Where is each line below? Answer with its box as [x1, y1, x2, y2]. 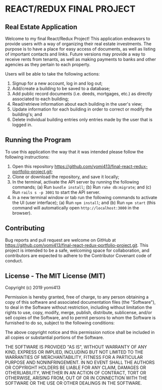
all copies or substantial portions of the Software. [5, 334, 104, 340]
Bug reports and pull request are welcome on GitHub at [5, 237, 116, 243]
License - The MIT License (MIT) [5, 272, 106, 280]
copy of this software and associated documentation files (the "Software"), [5, 299, 156, 305]
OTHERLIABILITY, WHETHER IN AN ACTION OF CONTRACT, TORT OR [5, 370, 146, 376]
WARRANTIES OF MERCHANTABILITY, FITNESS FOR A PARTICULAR [5, 354, 143, 360]
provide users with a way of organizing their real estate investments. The [5, 41, 152, 47]
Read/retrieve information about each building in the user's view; [12, 101, 142, 107]
